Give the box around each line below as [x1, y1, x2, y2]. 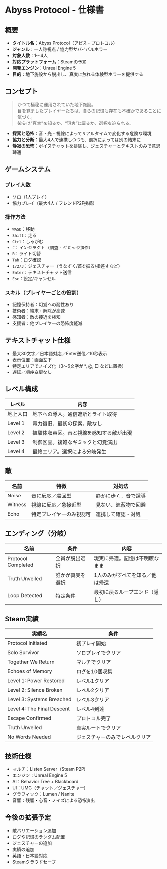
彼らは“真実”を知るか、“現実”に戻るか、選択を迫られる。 [17, 120, 134, 126]
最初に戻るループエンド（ [93, 589, 154, 596]
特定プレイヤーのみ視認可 [31, 511, 91, 518]
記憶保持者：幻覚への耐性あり [12, 302, 74, 308]
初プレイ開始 [76, 640, 106, 647]
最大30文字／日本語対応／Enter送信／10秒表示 [12, 350, 108, 356]
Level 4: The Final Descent [7, 705, 70, 712]
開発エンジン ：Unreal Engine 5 [12, 65, 76, 71]
